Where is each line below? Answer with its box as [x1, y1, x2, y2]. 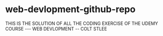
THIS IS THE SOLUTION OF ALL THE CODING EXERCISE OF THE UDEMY [5, 20, 158, 26]
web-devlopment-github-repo [5, 4, 136, 15]
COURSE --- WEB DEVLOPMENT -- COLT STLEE [5, 25, 108, 31]
